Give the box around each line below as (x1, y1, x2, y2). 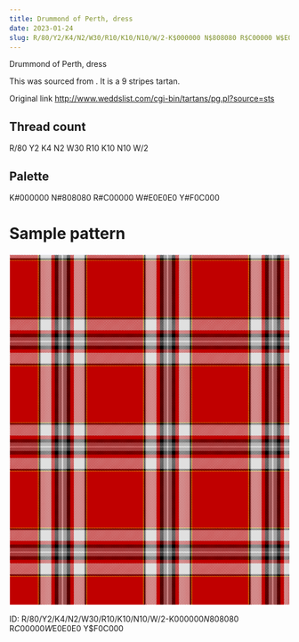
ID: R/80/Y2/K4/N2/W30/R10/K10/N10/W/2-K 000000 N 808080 (9, 613, 239, 624)
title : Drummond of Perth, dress (9, 14, 133, 23)
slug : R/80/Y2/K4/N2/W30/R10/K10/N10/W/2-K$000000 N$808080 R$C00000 (9, 33, 273, 42)
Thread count (9, 119, 86, 134)
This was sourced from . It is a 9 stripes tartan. (9, 76, 181, 86)
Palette (9, 169, 50, 184)
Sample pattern (9, 224, 126, 244)
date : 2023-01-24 (9, 23, 74, 33)
